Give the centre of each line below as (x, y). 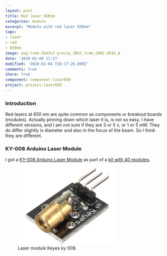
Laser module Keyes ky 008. (47, 248)
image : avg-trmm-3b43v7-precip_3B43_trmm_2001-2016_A (63, 53)
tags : (11, 32)
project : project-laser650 (33, 85)
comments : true (21, 69)
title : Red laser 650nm (30, 16)
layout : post (19, 11)
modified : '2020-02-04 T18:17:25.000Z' (47, 64)
